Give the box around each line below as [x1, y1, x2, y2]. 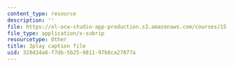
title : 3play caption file [7, 43, 86, 50]
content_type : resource [7, 10, 77, 17]
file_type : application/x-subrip [7, 29, 105, 37]
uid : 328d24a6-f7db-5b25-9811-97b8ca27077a [7, 50, 136, 57]
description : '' [7, 17, 55, 24]
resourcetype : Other [7, 36, 68, 43]
